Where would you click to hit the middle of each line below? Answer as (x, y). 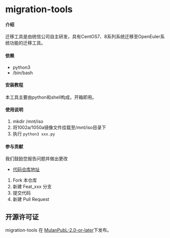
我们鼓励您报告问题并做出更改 (36, 159)
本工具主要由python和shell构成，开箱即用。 (51, 97)
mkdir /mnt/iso (28, 121)
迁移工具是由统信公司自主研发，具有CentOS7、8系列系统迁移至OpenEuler (83, 37)
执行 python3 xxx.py (34, 134)
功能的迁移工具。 (27, 43)
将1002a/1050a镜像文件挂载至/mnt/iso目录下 (59, 127)
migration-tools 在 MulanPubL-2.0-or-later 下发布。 (59, 230)
